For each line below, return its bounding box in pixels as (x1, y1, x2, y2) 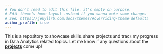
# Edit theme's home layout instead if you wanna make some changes (5, 11, 147, 16)
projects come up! (5, 43, 42, 49)
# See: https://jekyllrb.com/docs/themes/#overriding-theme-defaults (5, 16, 149, 21)
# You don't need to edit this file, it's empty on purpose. (5, 7, 131, 12)
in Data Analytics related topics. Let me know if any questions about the (5, 39, 149, 44)
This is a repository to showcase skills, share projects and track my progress (5, 33, 158, 39)
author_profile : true (5, 20, 49, 25)
